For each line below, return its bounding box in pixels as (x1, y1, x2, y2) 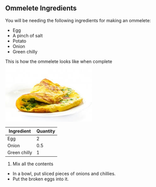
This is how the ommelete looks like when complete (5, 58, 112, 65)
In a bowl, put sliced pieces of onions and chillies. (12, 170, 116, 176)
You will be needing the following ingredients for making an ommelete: (5, 17, 151, 23)
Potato (12, 38, 27, 44)
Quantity (36, 128, 55, 134)
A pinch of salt (12, 32, 43, 38)
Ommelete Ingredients (5, 4, 77, 13)
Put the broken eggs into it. (12, 176, 69, 182)
